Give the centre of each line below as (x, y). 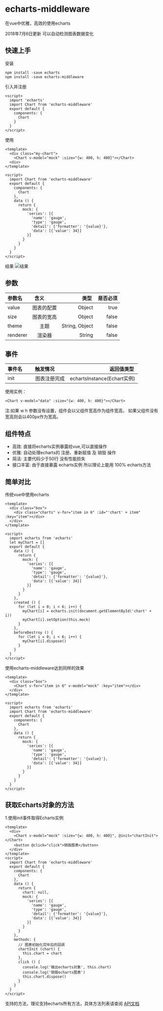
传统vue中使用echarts (27, 494)
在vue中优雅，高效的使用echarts (38, 23)
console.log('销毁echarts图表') (54, 972)
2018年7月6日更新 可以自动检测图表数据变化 (50, 33)
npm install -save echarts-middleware (44, 77)
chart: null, (36, 892)
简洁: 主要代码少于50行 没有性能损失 (49, 459)
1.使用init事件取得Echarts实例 (34, 818)
